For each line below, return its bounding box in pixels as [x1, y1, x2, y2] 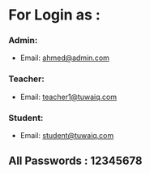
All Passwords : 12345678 [8, 154, 143, 168]
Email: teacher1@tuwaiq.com [19, 92, 118, 102]
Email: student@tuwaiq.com [19, 131, 114, 141]
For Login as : [8, 6, 101, 24]
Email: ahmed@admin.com [19, 53, 109, 63]
